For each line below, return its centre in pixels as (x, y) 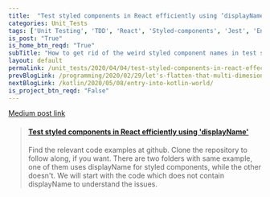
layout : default (35, 61)
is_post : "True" (35, 38)
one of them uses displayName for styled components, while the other (145, 166)
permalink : (27, 68)
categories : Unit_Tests (48, 23)
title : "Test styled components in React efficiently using (113, 16)
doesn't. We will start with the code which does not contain (126, 175)
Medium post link (37, 113)
